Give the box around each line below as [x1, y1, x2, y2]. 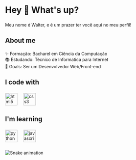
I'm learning [5, 115, 43, 123]
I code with [5, 78, 40, 86]
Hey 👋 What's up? [5, 4, 79, 16]
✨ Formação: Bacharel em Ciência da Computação [5, 51, 108, 57]
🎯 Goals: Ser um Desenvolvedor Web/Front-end [5, 64, 101, 70]
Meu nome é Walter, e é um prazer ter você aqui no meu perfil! [5, 22, 132, 28]
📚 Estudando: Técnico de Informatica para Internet [5, 56, 109, 63]
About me [5, 36, 36, 45]
